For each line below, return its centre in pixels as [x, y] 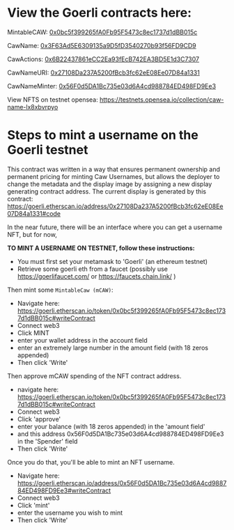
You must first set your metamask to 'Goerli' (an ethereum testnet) [112, 261]
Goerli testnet [48, 150]
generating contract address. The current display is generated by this [107, 191]
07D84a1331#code [34, 213]
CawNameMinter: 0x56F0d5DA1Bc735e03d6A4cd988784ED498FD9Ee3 [112, 86]
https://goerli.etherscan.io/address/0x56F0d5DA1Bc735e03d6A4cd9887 [122, 483]
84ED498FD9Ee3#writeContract [64, 490]
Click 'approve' [39, 419]
